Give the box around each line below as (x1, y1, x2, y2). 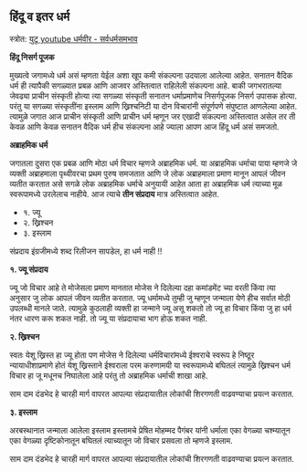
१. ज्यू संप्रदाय (9, 264, 48, 275)
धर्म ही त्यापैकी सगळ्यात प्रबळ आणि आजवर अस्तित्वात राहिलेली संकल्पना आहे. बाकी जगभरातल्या (9, 79, 281, 91)
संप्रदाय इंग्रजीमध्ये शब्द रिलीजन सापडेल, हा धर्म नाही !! (9, 246, 163, 257)
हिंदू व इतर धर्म (9, 9, 70, 25)
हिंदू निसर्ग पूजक (9, 51, 55, 62)
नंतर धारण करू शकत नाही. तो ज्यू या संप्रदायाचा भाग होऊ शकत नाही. (9, 312, 208, 324)
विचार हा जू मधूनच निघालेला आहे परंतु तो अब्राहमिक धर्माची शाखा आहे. (9, 370, 208, 381)
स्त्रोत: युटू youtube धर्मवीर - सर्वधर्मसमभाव (9, 33, 139, 44)
